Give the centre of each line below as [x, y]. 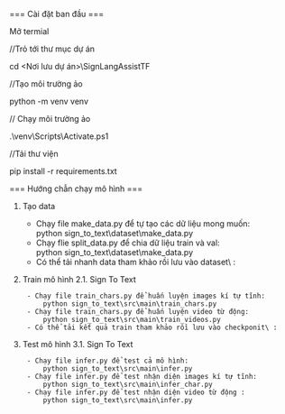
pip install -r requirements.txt [63, 171]
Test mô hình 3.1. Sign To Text [78, 344]
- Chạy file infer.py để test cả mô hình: [108, 361]
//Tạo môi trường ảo [46, 84]
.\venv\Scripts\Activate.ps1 [59, 136]
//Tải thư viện [34, 154]
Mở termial [29, 31]
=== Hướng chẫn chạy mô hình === [76, 189]
